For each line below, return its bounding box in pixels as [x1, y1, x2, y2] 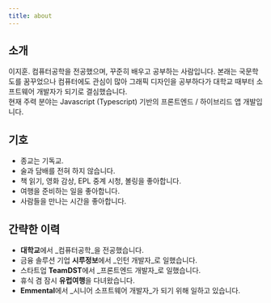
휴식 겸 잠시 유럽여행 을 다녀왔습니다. [19, 276, 135, 285]
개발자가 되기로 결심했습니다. [36, 86, 128, 97]
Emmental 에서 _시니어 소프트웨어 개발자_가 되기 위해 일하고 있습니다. [19, 286, 241, 296]
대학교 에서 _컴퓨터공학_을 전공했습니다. [19, 246, 144, 255]
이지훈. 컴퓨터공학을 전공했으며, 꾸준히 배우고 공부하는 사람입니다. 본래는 [8, 66, 237, 77]
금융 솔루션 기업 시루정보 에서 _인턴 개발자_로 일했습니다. [19, 255, 198, 265]
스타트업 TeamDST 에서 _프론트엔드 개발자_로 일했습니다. [19, 266, 201, 276]
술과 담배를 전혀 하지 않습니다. [19, 166, 116, 176]
